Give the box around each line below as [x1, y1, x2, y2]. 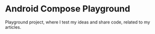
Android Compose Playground [5, 3, 131, 14]
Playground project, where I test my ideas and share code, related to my [5, 19, 151, 25]
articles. [5, 24, 22, 30]
